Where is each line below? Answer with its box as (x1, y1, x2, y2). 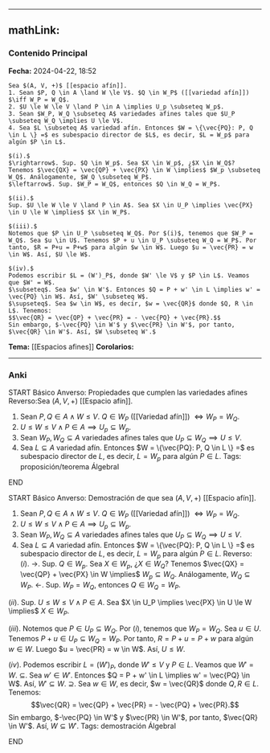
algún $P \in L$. (8, 137, 67, 145)
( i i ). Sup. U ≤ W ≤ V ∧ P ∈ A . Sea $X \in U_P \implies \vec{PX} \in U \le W (8, 597, 252, 607)
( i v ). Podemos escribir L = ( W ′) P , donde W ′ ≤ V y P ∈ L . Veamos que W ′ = (8, 660, 255, 671)
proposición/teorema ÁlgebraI (19, 462, 120, 472)
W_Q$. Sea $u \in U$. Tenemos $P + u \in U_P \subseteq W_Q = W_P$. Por (8, 236, 257, 244)
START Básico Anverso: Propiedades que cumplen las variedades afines (8, 387, 247, 397)
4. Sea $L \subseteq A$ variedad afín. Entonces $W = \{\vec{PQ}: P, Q (8, 124, 253, 132)
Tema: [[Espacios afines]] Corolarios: (8, 342, 134, 351)
